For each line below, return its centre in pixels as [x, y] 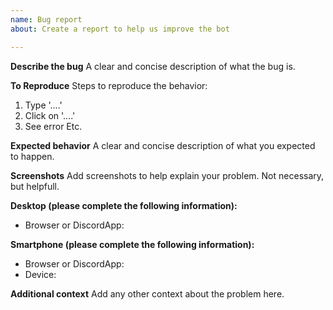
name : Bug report [46, 19]
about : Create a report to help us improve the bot [120, 29]
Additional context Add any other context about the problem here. [147, 293]
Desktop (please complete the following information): [124, 205]
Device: [40, 274]
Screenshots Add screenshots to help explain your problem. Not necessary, [167, 175]
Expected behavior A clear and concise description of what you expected [163, 145]
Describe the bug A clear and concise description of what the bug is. [153, 66]
